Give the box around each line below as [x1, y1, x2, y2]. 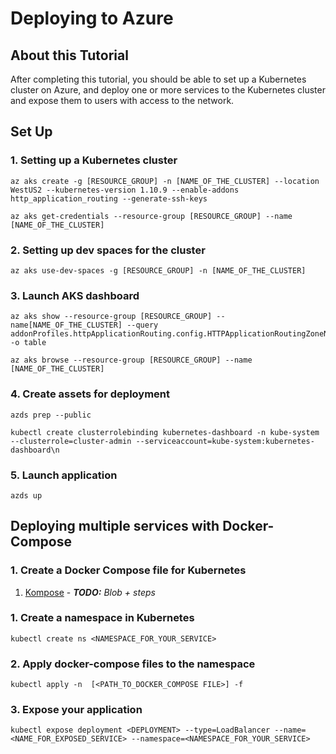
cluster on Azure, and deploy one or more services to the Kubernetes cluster [10, 84, 326, 96]
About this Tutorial [10, 47, 129, 64]
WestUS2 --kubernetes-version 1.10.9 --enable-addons [10, 185, 240, 195]
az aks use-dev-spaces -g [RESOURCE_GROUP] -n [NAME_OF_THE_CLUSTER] [10, 265, 307, 276]
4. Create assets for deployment [10, 387, 171, 401]
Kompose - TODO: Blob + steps [24, 586, 156, 598]
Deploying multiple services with [10, 518, 220, 535]
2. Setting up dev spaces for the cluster [10, 243, 206, 257]
